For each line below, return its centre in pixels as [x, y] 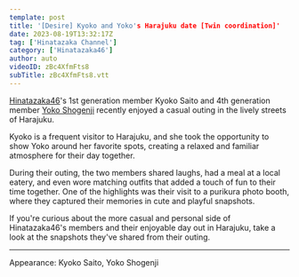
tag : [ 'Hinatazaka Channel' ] [63, 42]
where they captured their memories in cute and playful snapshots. [132, 201]
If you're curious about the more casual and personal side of [120, 218]
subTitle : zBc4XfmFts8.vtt [59, 75]
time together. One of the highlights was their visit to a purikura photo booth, [149, 191]
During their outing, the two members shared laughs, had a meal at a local [145, 172]
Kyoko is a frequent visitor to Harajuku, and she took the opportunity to [139, 136]
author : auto [33, 59]
